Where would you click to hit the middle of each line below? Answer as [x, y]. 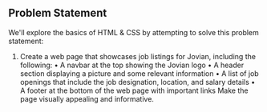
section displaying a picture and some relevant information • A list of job [139, 73]
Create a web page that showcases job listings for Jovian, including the [138, 56]
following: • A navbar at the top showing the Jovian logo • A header [132, 65]
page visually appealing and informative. [87, 98]
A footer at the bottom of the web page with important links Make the [134, 90]
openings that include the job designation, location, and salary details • [138, 82]
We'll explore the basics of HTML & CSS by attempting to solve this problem [133, 32]
